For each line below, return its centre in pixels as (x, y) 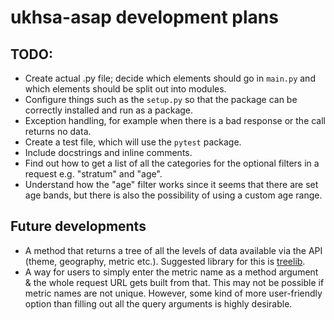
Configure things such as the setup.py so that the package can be (161, 99)
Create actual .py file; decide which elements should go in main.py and (170, 78)
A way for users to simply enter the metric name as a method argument (171, 272)
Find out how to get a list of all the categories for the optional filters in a (172, 163)
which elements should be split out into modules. (125, 89)
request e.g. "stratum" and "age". (93, 174)
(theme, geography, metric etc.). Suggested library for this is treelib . (165, 261)
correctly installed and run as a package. (109, 110)
